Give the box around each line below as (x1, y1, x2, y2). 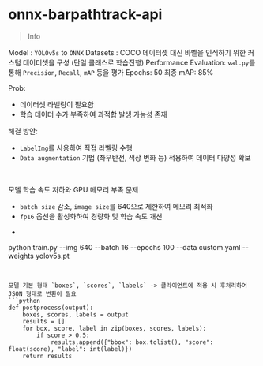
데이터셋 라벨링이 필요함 (19, 99, 95, 109)
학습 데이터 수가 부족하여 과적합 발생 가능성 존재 (19, 109, 167, 119)
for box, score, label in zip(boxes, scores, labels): (22, 324, 207, 332)
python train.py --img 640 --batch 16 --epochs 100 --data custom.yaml (8, 242, 241, 252)
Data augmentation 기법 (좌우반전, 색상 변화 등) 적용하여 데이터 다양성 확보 (19, 152, 251, 162)
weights (8, 251, 34, 260)
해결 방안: (8, 126, 38, 136)
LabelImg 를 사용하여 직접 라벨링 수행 (19, 143, 133, 152)
